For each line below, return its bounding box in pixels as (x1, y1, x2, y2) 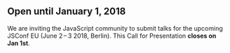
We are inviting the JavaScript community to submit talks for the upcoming (7, 24, 223, 32)
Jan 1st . (7, 38, 30, 47)
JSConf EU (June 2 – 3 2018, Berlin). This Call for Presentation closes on (7, 31, 217, 40)
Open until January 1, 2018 (7, 6, 126, 17)
